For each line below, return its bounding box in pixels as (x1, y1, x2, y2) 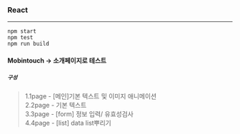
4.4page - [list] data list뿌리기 (24, 118, 112, 127)
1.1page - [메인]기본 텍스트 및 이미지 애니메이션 (24, 91, 157, 100)
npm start (7, 28, 37, 35)
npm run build (7, 41, 50, 48)
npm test (7, 34, 34, 41)
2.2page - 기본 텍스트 (24, 100, 87, 109)
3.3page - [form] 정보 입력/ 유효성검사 (24, 109, 134, 118)
